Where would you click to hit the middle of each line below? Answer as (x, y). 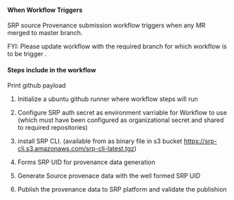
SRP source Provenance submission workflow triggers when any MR (106, 25)
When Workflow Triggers (45, 10)
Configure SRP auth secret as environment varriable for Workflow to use (122, 113)
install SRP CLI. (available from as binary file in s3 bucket (100, 141)
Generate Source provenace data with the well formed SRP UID (109, 176)
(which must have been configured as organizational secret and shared (121, 120)
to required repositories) (52, 128)
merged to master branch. (45, 33)
